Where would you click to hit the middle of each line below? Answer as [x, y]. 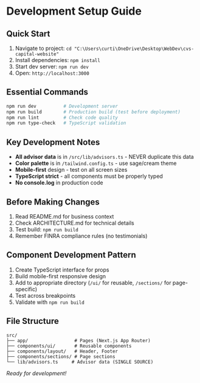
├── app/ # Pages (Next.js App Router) [78, 340]
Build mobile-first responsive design [60, 276]
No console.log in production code [59, 183]
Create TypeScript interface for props [62, 270]
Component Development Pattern [71, 255]
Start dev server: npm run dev [52, 66]
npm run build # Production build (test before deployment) [94, 112]
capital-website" [37, 54]
